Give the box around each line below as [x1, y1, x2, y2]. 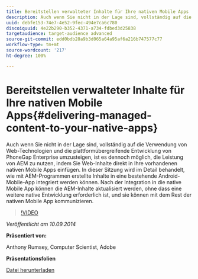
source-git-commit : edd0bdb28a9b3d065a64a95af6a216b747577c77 [6, 36, 163, 42]
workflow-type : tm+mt [6, 42, 60, 48]
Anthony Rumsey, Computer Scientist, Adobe [6, 243, 116, 251]
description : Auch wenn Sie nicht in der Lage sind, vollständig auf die [6, 14, 192, 20]
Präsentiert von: [6, 232, 47, 239]
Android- [158, 172, 180, 179]
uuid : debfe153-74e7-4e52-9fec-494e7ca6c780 [6, 20, 118, 25]
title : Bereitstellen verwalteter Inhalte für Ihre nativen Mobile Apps [6, 8, 189, 15]
